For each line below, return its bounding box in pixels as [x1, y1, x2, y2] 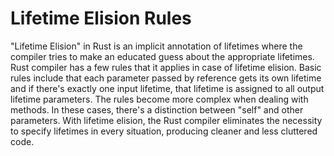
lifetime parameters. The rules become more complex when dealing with [10, 93, 309, 105]
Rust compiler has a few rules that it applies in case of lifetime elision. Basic [10, 61, 322, 73]
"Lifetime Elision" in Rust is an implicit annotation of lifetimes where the [10, 40, 303, 52]
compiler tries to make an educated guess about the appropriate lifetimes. [10, 50, 315, 62]
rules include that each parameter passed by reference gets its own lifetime [10, 72, 322, 84]
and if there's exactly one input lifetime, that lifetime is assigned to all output [10, 82, 325, 94]
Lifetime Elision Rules [10, 7, 192, 30]
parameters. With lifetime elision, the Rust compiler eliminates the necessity [10, 114, 323, 126]
